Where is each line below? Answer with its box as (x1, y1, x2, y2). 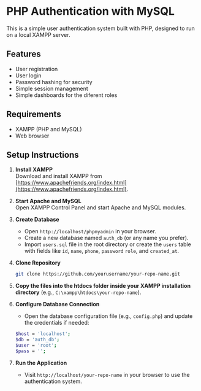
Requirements (6, 109, 61, 120)
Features (6, 49, 41, 60)
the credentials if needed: (24, 319, 89, 327)
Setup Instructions (6, 149, 79, 160)
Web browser (15, 132, 50, 139)
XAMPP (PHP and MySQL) (15, 125, 82, 133)
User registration (15, 65, 58, 72)
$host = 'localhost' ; (15, 331, 70, 337)
